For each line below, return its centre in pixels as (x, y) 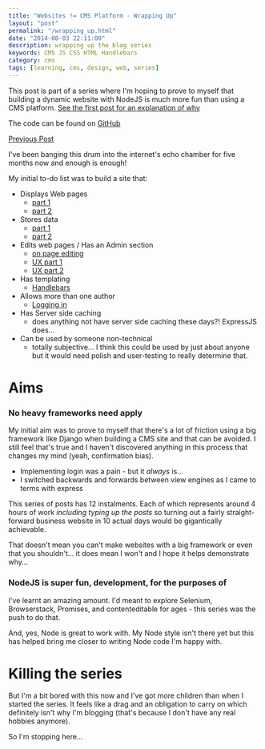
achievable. (27, 530)
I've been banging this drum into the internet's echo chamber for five (122, 154)
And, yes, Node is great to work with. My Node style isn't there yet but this (131, 633)
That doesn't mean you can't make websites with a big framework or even (130, 545)
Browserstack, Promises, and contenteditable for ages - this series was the (132, 609)
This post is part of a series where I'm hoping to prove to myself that (121, 91)
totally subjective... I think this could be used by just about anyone (141, 347)
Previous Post (31, 139)
